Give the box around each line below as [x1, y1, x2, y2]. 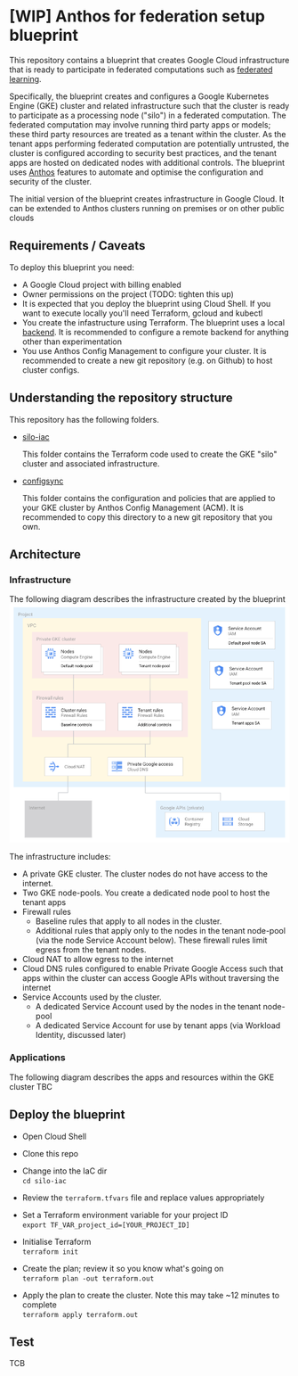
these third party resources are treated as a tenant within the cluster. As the [9, 128, 286, 139]
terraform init [21, 1247, 79, 1257]
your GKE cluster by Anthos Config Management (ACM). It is [21, 502, 245, 513]
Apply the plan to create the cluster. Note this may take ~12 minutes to [21, 1289, 280, 1300]
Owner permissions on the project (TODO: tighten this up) [21, 288, 234, 300]
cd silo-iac [21, 1176, 67, 1185]
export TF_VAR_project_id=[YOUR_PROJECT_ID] [21, 1220, 190, 1230]
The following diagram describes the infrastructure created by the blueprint [9, 594, 286, 605]
